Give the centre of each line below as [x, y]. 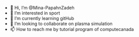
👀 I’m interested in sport [35, 13]
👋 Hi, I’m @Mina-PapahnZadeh [42, 8]
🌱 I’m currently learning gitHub [42, 18]
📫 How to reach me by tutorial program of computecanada [72, 29]
